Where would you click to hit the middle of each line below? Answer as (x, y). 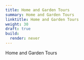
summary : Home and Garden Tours (40, 15)
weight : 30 (17, 24)
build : (12, 34)
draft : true (18, 29)
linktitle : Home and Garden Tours (42, 19)
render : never (25, 39)
